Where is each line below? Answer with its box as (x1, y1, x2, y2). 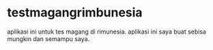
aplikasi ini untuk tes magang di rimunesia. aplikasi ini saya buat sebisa (7, 27, 207, 36)
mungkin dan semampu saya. (7, 34, 90, 42)
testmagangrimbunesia (7, 5, 143, 21)
